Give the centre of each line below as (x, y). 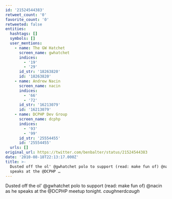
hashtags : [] (24, 34)
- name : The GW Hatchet (40, 48)
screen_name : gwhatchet (44, 53)
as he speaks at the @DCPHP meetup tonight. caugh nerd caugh (72, 191)
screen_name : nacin (39, 86)
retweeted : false (24, 24)
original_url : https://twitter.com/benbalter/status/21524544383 (76, 153)
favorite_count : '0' (27, 19)
